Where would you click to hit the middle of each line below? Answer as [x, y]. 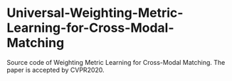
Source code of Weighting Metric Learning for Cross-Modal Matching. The [116, 62]
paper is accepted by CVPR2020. [56, 70]
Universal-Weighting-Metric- [95, 13]
